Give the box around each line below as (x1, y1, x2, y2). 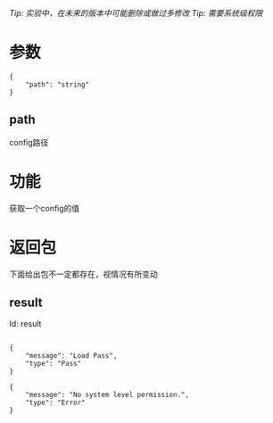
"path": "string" (25, 79, 90, 89)
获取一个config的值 (9, 203, 80, 213)
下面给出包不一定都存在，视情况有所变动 (9, 269, 158, 279)
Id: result (9, 319, 42, 329)
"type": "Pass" (25, 360, 82, 369)
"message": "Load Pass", (25, 352, 118, 361)
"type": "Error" (25, 398, 87, 408)
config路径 (9, 137, 49, 147)
